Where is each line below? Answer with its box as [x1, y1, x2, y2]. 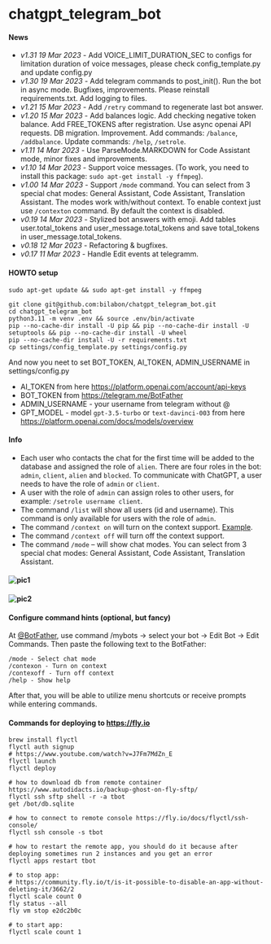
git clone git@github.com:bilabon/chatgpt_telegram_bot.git [8, 300, 217, 308]
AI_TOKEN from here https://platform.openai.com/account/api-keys [20, 382, 247, 391]
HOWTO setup [8, 268, 59, 278]
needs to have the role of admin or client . [20, 479, 160, 488]
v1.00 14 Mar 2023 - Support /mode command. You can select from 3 [20, 180, 251, 190]
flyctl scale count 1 [8, 929, 82, 937]
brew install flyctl [8, 736, 79, 745]
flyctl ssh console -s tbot [8, 828, 104, 837]
